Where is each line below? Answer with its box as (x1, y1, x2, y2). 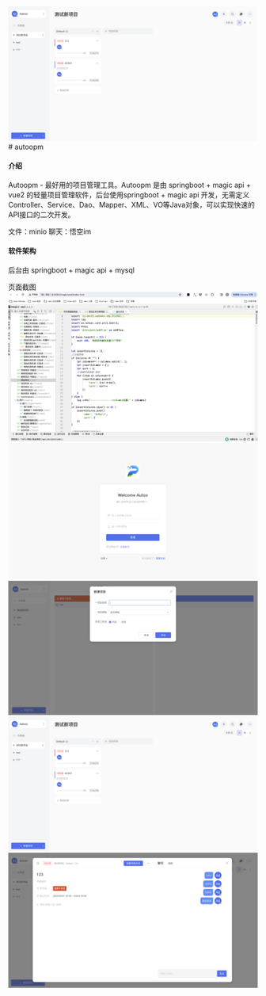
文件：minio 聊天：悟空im (8, 227, 92, 236)
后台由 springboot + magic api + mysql (8, 265, 135, 275)
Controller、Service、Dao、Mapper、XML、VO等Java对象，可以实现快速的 (8, 200, 255, 209)
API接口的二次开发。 (8, 209, 75, 219)
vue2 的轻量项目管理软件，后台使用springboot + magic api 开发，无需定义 (8, 189, 250, 200)
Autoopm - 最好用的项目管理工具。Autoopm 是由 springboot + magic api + (8, 180, 251, 189)
